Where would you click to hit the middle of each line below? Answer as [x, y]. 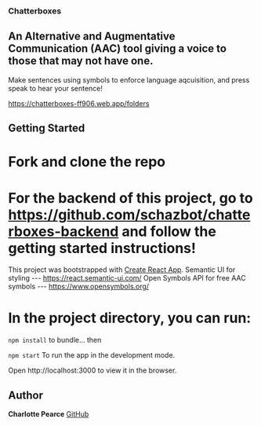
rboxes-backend [63, 231]
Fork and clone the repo [87, 162]
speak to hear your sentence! [56, 88]
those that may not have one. [81, 61]
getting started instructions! [102, 248]
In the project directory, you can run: [130, 318]
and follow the [169, 231]
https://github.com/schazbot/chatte [129, 215]
